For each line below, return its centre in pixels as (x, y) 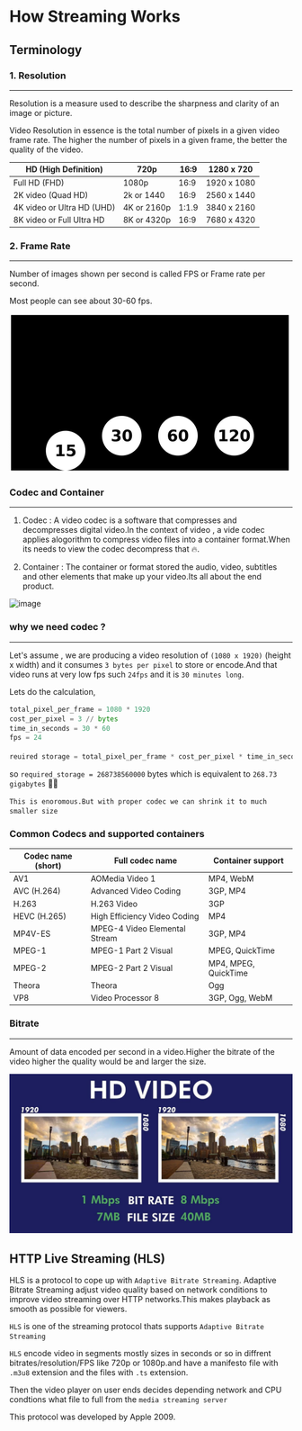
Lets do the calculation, (53, 691)
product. (38, 586)
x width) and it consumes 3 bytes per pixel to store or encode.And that (143, 664)
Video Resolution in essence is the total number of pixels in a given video (145, 130)
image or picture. (41, 112)
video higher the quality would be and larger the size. (108, 1061)
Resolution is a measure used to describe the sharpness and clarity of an (145, 103)
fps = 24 (26, 738)
